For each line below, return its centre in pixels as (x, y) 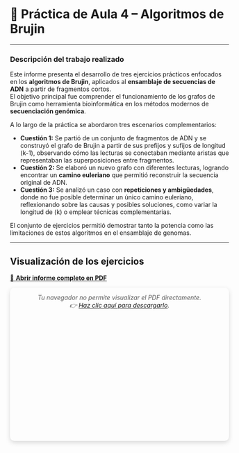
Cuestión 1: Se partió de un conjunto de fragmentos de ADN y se (113, 138)
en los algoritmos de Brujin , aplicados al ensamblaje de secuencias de (113, 82)
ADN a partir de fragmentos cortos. (61, 89)
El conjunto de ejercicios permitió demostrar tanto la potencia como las (112, 226)
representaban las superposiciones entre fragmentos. (97, 160)
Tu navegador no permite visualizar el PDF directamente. (119, 297)
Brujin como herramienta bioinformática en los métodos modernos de (109, 104)
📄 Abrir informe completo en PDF (58, 278)
